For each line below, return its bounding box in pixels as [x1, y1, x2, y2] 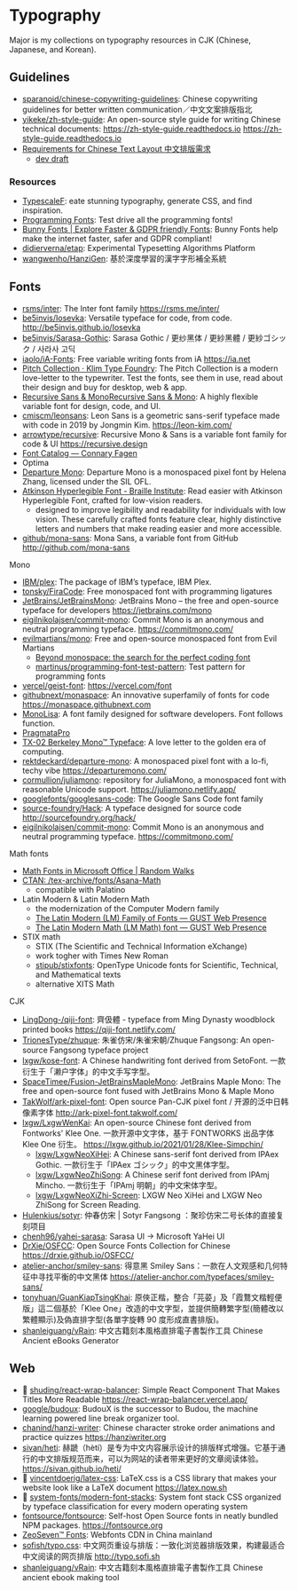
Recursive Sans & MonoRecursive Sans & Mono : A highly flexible [21, 391, 259, 402]
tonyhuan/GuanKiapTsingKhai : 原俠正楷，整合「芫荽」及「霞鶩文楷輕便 [21, 1292, 283, 1303]
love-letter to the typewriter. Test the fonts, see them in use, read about [21, 372, 284, 382]
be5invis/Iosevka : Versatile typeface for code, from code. [21, 312, 232, 323]
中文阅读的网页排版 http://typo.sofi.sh [21, 1550, 161, 1562]
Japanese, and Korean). [9, 43, 97, 54]
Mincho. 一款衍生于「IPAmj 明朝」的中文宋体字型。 [35, 1179, 223, 1190]
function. [21, 718, 56, 729]
